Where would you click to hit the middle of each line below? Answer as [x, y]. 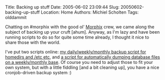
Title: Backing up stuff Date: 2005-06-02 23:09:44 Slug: [62, 7]
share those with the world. [33, 42]
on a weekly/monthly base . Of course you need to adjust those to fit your [79, 62]
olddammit [16, 17]
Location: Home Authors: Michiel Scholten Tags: [90, 12]
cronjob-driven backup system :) [38, 72]
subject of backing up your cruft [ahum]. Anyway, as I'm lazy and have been [82, 32]
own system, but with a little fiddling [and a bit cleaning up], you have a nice [82, 67]
